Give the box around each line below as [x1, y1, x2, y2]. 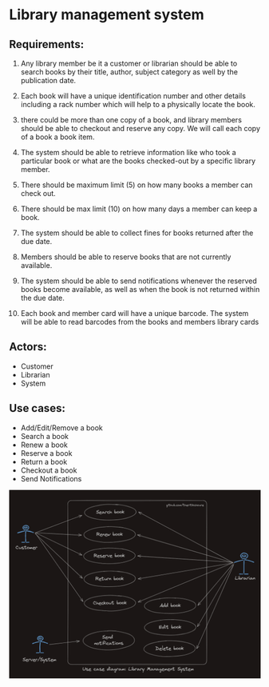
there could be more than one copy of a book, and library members [20, 115, 243, 125]
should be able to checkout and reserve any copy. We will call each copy [20, 124, 261, 133]
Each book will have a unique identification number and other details [20, 91, 247, 101]
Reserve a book [20, 448, 73, 457]
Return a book [20, 457, 68, 466]
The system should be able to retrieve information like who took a [20, 148, 236, 157]
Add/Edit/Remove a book [20, 422, 103, 433]
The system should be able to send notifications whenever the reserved [20, 276, 258, 286]
